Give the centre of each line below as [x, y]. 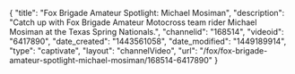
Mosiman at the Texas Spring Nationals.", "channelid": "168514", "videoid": [147, 32]
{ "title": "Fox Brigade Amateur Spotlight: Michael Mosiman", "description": [147, 13]
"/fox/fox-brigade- [234, 51]
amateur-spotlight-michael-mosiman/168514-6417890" [111, 60]
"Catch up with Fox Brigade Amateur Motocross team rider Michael [133, 22]
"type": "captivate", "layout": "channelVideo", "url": [104, 51]
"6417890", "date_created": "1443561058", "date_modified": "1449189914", [148, 41]
